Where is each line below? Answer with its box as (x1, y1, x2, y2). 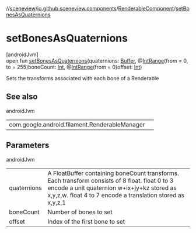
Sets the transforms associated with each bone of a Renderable (6, 74, 159, 81)
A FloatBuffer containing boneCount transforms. (47, 169, 180, 177)
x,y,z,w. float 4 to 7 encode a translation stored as (47, 191, 185, 199)
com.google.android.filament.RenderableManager (9, 120, 145, 128)
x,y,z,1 (47, 198, 66, 207)
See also (6, 92, 38, 102)
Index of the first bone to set (47, 217, 125, 225)
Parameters (6, 141, 50, 150)
